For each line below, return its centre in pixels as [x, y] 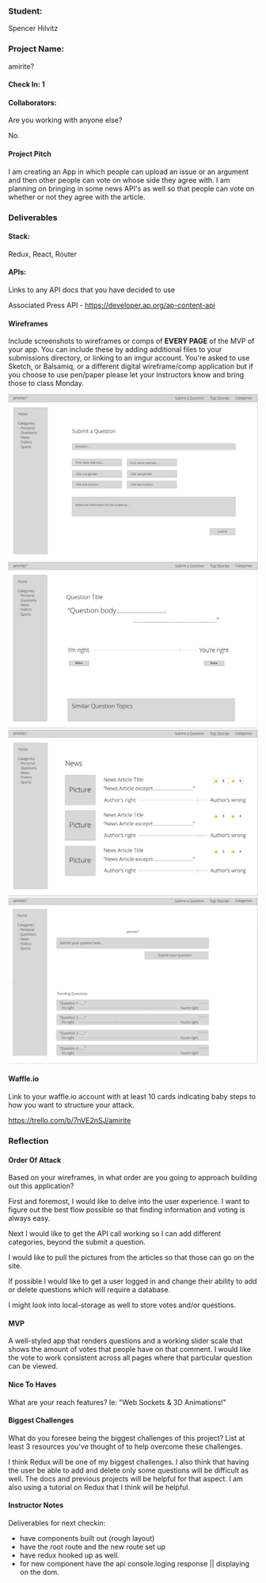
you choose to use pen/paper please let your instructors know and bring [126, 375]
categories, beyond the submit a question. [77, 1242]
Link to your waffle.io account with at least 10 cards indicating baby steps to [132, 1097]
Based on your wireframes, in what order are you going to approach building [133, 1178]
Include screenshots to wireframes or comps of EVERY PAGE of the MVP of [131, 341]
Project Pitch [30, 153]
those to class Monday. [46, 384]
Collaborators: [32, 102]
